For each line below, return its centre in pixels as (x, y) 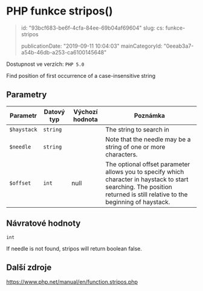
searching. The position (139, 187)
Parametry (27, 95)
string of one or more (135, 147)
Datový (54, 112)
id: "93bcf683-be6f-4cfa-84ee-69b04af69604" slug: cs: (92, 28)
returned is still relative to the (147, 194)
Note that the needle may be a (148, 139)
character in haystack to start (147, 179)
